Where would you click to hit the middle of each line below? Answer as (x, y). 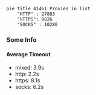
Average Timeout (28, 54)
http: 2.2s (27, 74)
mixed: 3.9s (29, 68)
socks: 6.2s (29, 87)
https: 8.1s (27, 80)
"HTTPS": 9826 (35, 19)
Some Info (22, 39)
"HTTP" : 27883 (36, 14)
